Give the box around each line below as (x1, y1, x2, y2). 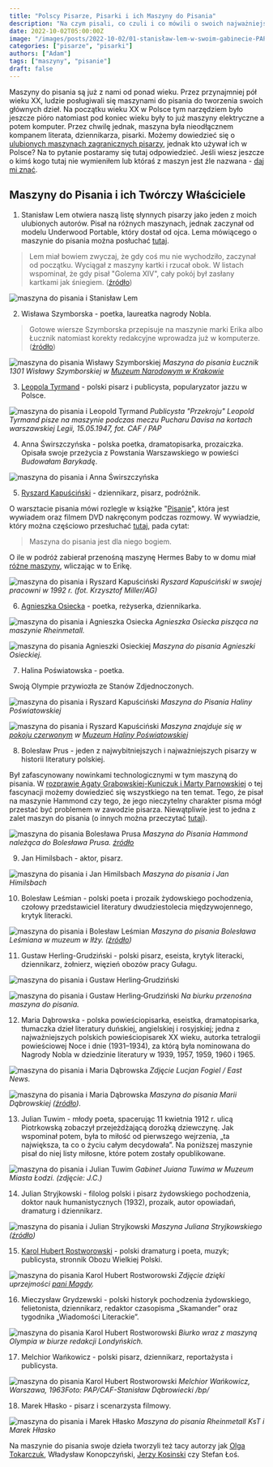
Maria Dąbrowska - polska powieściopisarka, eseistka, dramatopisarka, (20, 1015, 260, 1025)
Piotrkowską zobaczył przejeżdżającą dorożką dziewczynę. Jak (20, 1122, 234, 1133)
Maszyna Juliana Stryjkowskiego (151, 1221, 262, 1231)
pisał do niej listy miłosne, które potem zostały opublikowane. (20, 1148, 226, 1158)
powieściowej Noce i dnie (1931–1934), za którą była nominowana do (20, 1041, 250, 1051)
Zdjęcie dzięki (178, 1270, 225, 1279)
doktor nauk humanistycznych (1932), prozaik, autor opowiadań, (20, 1197, 237, 1206)
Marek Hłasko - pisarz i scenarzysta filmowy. (20, 1400, 172, 1410)
